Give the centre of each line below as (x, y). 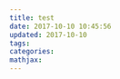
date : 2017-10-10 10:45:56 (60, 26)
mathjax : (26, 60)
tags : (20, 43)
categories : (32, 52)
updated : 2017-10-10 (49, 35)
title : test (32, 18)
